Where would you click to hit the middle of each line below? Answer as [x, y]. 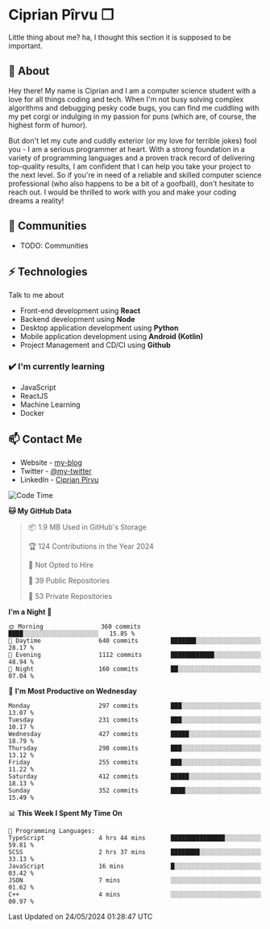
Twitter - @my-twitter [56, 471]
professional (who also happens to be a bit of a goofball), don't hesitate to [131, 183]
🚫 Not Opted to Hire [61, 565]
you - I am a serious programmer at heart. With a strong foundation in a [127, 149]
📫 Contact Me [46, 439]
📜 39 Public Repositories [69, 581]
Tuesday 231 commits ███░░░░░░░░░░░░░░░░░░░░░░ [135, 720]
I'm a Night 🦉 [30, 612]
